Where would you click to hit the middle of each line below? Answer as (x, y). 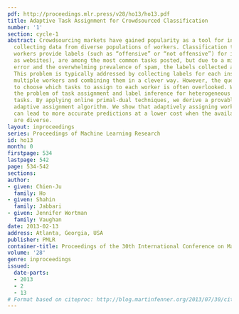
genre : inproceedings (39, 260)
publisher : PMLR (31, 240)
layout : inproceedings (41, 127)
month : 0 (20, 147)
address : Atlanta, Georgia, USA (55, 233)
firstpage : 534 (30, 153)
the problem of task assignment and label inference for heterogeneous (122, 93)
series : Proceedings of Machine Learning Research (84, 133)
